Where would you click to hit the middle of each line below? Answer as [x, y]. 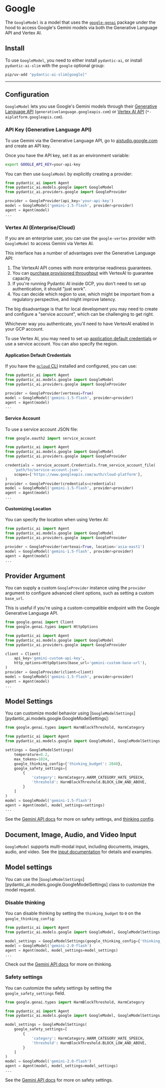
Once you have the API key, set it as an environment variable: [67, 155]
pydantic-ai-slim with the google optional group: [55, 65]
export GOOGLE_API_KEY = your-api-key [43, 164]
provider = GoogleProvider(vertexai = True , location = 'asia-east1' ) [75, 546]
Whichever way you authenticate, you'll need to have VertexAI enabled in [80, 324]
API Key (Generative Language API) [48, 130]
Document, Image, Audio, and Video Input [71, 835]
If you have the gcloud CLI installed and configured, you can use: [71, 366]
